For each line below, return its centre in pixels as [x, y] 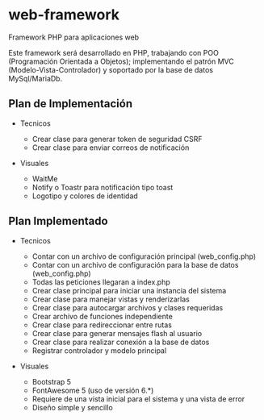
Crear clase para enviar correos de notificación [111, 148]
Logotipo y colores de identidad [85, 196]
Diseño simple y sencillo [72, 407]
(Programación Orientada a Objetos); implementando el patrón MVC [121, 61]
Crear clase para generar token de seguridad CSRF [117, 139]
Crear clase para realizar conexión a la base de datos [121, 342]
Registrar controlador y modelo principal [99, 350]
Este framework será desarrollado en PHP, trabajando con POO [114, 52]
